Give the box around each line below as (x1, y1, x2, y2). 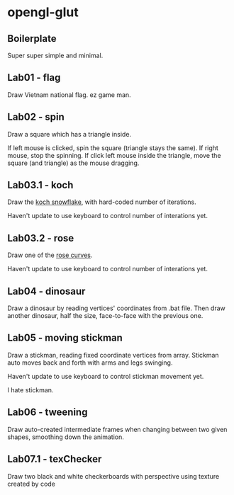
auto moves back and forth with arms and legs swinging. (7, 358, 173, 367)
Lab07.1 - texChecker (7, 453, 102, 465)
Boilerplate (7, 33, 57, 45)
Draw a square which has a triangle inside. (7, 130, 132, 138)
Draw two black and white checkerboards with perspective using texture (7, 472, 220, 480)
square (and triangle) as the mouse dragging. (7, 159, 140, 167)
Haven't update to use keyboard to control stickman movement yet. (7, 372, 204, 380)
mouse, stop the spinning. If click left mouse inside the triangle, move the (7, 151, 221, 159)
